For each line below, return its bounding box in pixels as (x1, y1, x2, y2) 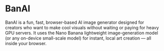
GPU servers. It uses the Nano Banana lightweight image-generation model (5, 30, 158, 36)
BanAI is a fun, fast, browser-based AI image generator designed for (5, 19, 144, 25)
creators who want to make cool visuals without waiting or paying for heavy (5, 24, 159, 30)
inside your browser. (5, 40, 47, 46)
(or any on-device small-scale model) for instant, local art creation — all (5, 35, 152, 41)
